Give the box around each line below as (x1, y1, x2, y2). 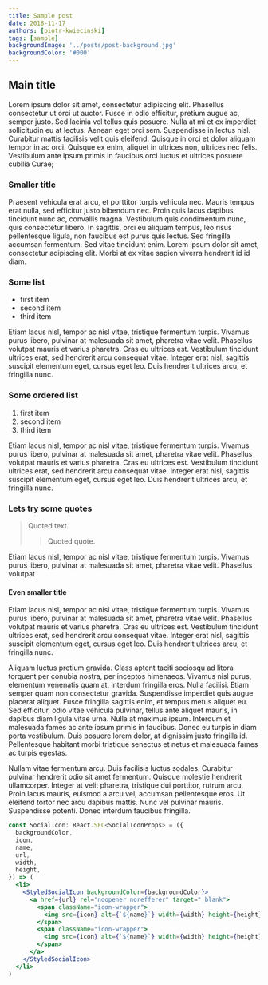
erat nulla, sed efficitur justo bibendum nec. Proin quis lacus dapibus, (8, 205, 236, 216)
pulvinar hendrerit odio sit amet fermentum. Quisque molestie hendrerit (8, 772, 242, 782)
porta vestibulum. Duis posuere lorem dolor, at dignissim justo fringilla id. (8, 731, 248, 740)
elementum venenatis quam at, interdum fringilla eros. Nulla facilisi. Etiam (8, 680, 250, 690)
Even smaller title (8, 587, 67, 596)
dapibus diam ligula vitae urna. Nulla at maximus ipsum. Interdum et (8, 714, 231, 724)
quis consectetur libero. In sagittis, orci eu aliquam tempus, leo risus (8, 223, 232, 233)
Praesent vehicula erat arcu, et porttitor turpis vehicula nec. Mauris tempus (8, 197, 255, 207)
